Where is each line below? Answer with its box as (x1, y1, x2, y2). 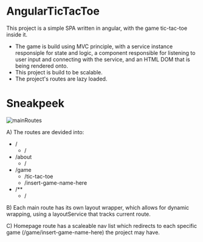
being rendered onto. (15, 62, 69, 69)
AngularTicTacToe (6, 4, 100, 18)
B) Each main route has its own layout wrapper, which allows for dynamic (6, 204, 190, 211)
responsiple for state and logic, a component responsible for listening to (15, 49, 196, 56)
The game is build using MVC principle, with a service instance (15, 43, 173, 50)
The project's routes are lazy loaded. (15, 75, 108, 82)
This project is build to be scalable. (15, 68, 103, 76)
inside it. (6, 30, 28, 38)
